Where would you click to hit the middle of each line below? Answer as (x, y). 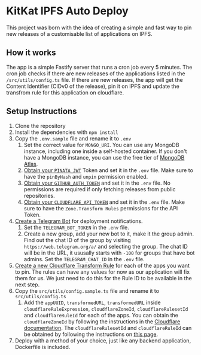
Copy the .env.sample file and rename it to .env (73, 138)
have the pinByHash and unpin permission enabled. (86, 176)
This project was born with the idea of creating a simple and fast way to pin (99, 27)
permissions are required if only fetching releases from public (100, 189)
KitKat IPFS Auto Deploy (67, 11)
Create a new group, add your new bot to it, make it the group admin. (109, 234)
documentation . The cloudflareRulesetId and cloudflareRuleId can (108, 328)
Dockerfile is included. (42, 347)
